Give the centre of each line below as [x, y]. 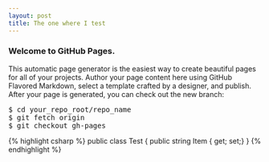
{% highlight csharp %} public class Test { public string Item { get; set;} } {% [135, 140]
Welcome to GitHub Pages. [62, 51]
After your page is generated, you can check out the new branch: [116, 94]
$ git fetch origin [47, 117]
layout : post [30, 16]
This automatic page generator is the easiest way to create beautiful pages [132, 68]
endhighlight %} [35, 149]
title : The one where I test [57, 23]
